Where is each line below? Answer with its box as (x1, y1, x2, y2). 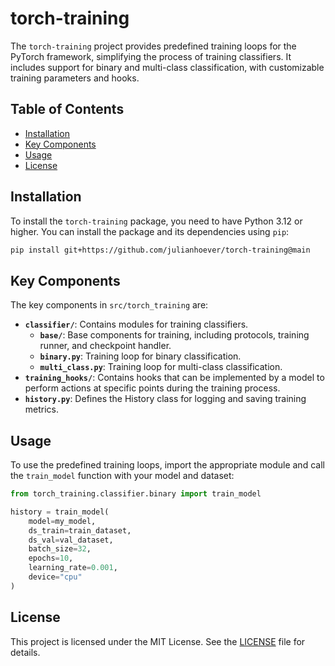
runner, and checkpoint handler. (39, 340, 172, 352)
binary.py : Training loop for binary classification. (39, 350, 242, 362)
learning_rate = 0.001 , (28, 563, 118, 573)
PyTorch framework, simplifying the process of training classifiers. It (10, 50, 292, 62)
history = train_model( (10, 507, 110, 517)
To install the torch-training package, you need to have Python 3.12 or (10, 215, 303, 227)
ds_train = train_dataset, (28, 525, 132, 536)
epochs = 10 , (28, 553, 74, 564)
